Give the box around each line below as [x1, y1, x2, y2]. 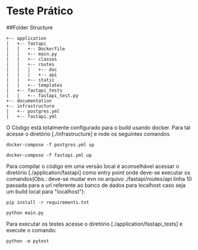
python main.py [6, 210, 44, 215]
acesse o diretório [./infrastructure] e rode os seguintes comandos [6, 130, 170, 137]
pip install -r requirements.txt [6, 199, 89, 205]
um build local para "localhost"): [6, 187, 85, 195]
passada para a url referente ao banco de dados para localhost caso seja [6, 182, 186, 189]
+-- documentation [6, 98, 52, 104]
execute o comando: [6, 226, 57, 233]
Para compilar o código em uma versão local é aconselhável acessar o [6, 162, 180, 170]
